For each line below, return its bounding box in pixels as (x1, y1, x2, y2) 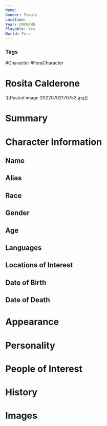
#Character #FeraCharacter (5, 60, 64, 66)
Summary (5, 113, 48, 124)
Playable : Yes (5, 27, 36, 32)
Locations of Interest (5, 261, 73, 269)
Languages (5, 243, 42, 252)
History (5, 386, 38, 398)
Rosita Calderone (5, 78, 80, 90)
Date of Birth (5, 278, 47, 287)
